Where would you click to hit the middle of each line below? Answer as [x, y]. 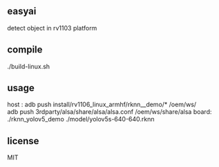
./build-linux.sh [29, 66]
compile [25, 50]
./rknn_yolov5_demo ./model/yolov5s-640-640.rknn [81, 119]
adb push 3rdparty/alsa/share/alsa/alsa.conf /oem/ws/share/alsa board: [109, 112]
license [23, 141]
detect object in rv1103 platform [52, 28]
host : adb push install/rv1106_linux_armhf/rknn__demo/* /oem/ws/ [102, 105]
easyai [22, 11]
